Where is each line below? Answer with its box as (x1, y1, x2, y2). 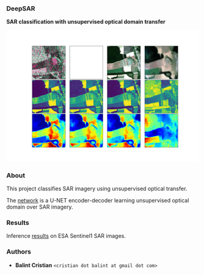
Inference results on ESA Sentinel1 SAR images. (6, 232, 126, 240)
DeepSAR (6, 4, 35, 13)
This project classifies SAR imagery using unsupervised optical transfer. (6, 185, 188, 193)
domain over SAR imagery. (6, 203, 73, 211)
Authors (6, 248, 32, 256)
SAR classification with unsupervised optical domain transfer (6, 18, 166, 26)
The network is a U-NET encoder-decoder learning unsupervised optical (6, 197, 189, 204)
